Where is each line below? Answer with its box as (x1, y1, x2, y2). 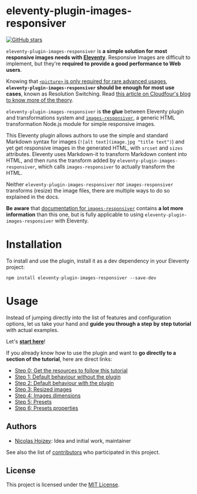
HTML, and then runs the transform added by (6, 157, 116, 164)
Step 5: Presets (14, 398, 52, 405)
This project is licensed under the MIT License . (6, 481, 120, 488)
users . (6, 66, 22, 73)
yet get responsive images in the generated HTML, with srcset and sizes (6, 144, 183, 151)
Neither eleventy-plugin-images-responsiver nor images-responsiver (6, 181, 173, 188)
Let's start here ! (6, 337, 46, 345)
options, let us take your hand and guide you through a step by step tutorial (6, 320, 191, 327)
